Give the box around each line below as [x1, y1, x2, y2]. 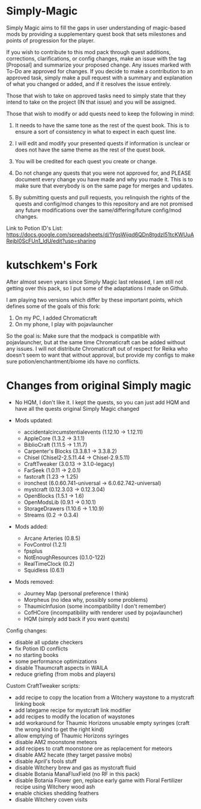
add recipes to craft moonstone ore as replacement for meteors [14, 745, 173, 752]
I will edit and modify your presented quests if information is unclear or [14, 139, 190, 147]
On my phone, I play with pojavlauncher [14, 320, 113, 328]
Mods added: [14, 523, 48, 530]
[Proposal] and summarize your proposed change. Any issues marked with [6, 61, 191, 68]
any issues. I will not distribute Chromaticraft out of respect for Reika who [6, 345, 188, 352]
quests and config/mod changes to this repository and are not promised [14, 200, 193, 207]
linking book [14, 700, 46, 707]
